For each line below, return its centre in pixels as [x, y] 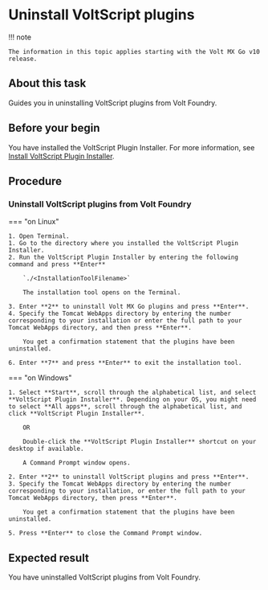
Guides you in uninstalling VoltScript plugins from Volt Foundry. [113, 103]
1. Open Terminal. [39, 236]
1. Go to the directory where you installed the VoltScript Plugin [124, 244]
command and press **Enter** [57, 264]
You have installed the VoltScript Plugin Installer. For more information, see [132, 147]
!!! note [20, 37]
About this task [47, 83]
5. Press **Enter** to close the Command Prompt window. [106, 533]
